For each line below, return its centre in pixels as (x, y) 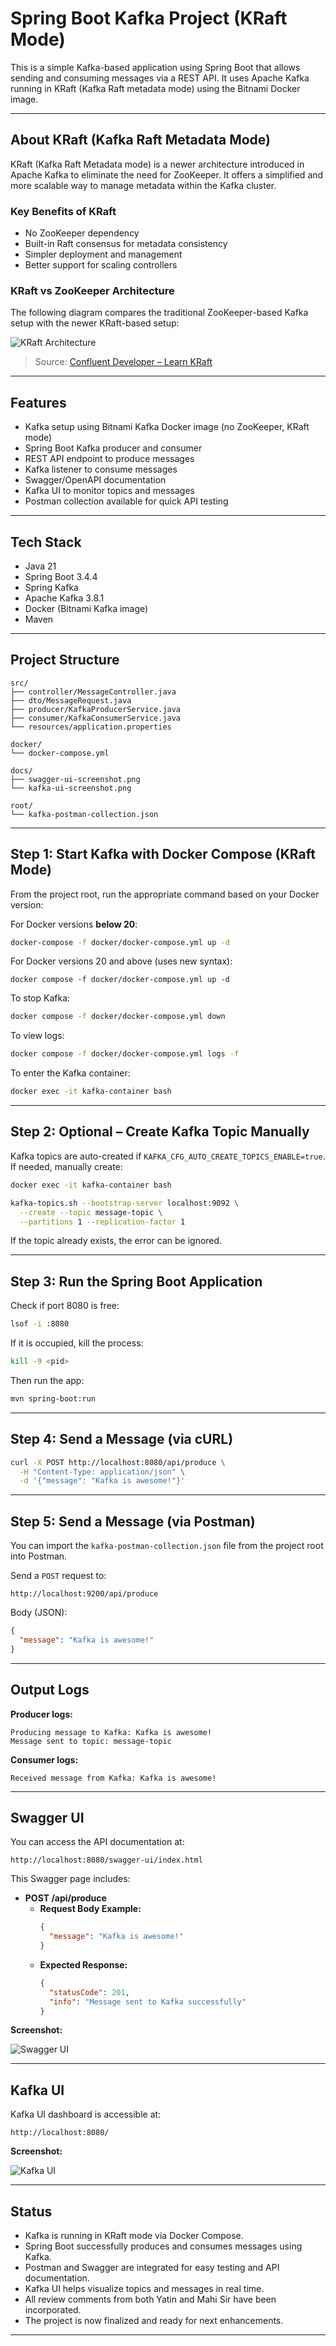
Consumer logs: (44, 1759)
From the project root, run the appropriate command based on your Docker (165, 894)
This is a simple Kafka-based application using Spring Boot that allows (155, 67)
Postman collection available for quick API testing (126, 501)
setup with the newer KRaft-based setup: (95, 323)
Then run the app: (47, 1380)
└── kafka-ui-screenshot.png (71, 788)
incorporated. (53, 2310)
